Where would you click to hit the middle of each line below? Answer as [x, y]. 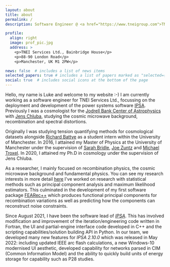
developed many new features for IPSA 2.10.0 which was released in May [81, 237]
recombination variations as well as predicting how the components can [80, 201]
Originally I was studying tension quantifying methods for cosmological [79, 131]
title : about [19, 15]
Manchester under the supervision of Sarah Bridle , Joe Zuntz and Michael [82, 147]
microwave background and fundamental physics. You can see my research [84, 174]
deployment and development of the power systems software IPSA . [76, 105]
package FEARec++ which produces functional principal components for [81, 195]
